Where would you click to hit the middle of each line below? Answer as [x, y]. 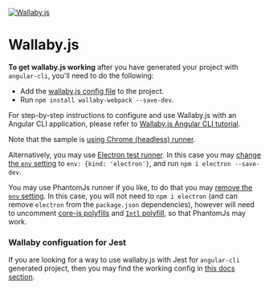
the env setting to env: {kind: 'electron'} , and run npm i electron [120, 163]
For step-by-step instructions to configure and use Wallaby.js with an [122, 115]
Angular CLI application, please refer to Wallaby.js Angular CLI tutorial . [124, 124]
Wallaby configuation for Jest [67, 242]
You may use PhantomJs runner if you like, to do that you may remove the [130, 187]
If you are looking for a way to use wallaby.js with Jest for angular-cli [124, 260]
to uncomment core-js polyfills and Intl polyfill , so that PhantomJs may [127, 213]
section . [22, 277]
